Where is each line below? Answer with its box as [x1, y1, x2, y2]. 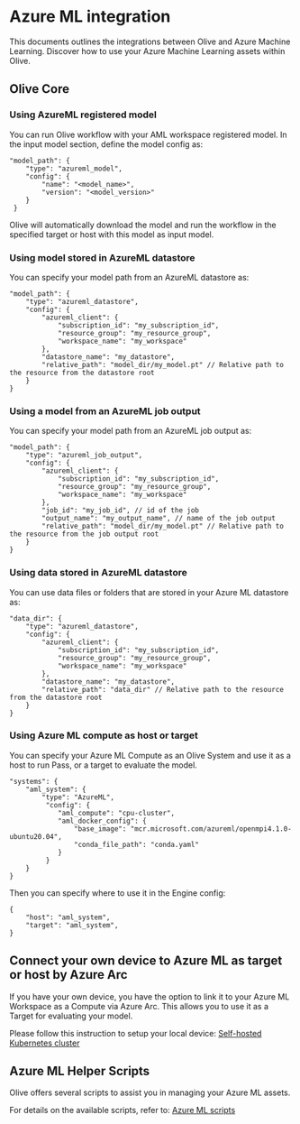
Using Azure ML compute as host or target [9, 729, 198, 742]
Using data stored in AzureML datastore [9, 567, 187, 579]
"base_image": [73, 824, 127, 834]
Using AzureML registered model [9, 108, 158, 121]
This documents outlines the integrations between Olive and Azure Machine [9, 36, 291, 47]
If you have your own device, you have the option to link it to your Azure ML [9, 990, 290, 1002]
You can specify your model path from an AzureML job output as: [9, 426, 252, 437]
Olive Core [9, 81, 70, 97]
